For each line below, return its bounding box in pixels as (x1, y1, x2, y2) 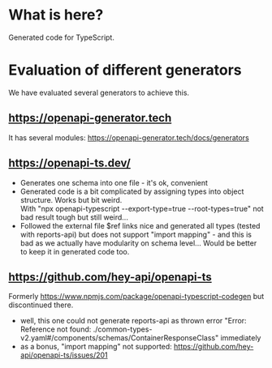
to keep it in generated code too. (19, 246, 130, 256)
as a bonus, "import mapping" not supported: (19, 342, 172, 352)
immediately (220, 333, 261, 343)
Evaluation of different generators (8, 61, 242, 79)
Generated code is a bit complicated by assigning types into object (19, 186, 244, 196)
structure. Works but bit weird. (19, 195, 123, 204)
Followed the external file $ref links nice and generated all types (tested (19, 220, 261, 230)
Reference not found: (19, 324, 92, 334)
